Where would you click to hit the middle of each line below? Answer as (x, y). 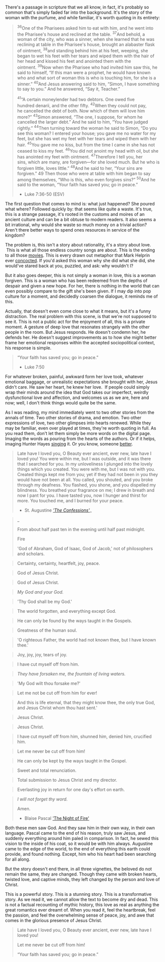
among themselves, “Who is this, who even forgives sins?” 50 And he (86, 179)
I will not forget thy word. (42, 799)
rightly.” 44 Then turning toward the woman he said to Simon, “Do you (87, 128)
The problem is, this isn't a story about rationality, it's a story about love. (78, 245)
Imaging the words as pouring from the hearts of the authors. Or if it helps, (81, 439)
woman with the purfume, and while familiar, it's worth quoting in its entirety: (82, 18)
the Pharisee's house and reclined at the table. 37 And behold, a (81, 34)
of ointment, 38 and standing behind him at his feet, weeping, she (82, 50)
